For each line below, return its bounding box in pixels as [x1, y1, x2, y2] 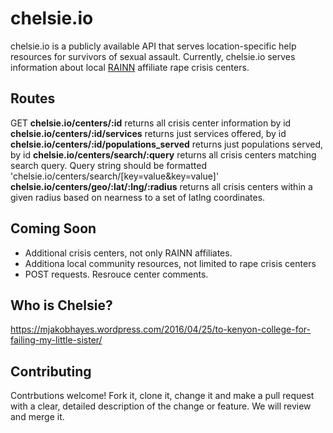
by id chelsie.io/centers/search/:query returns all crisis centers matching [10, 148, 317, 161]
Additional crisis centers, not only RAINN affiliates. [24, 247, 233, 259]
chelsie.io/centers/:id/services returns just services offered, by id [10, 127, 287, 139]
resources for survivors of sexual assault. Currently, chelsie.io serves [10, 50, 296, 62]
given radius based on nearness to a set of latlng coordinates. [10, 191, 266, 203]
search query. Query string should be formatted [10, 159, 207, 171]
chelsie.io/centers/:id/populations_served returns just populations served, [10, 138, 323, 150]
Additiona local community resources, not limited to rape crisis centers [24, 257, 317, 269]
